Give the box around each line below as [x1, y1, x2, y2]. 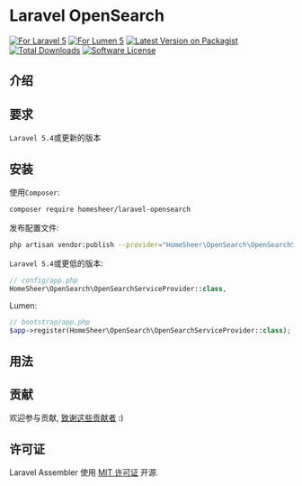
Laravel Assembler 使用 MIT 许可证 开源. [9, 467, 159, 478]
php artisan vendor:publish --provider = [9, 240, 164, 249]
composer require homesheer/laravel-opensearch [9, 205, 191, 214]
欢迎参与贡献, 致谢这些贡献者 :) [9, 412, 124, 424]
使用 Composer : [9, 187, 60, 197]
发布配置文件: [9, 222, 60, 233]
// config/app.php [9, 276, 78, 285]
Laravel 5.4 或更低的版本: [9, 258, 103, 269]
